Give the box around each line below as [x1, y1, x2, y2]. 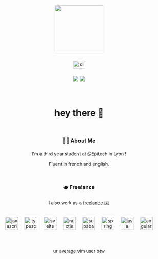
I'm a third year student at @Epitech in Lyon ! [31, 151, 127, 157]
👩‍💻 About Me [62, 137, 96, 144]
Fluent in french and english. [49, 161, 109, 167]
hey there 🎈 [54, 107, 104, 118]
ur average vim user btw [53, 248, 105, 254]
